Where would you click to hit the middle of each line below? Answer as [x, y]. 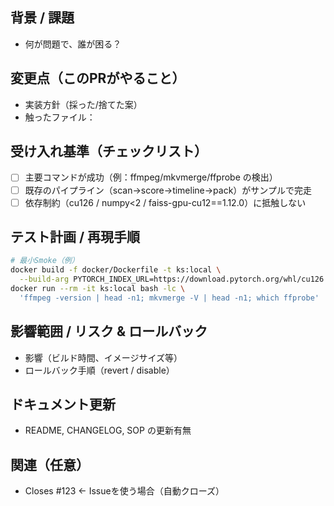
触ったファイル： [60, 117]
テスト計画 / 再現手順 [75, 237]
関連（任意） [50, 464]
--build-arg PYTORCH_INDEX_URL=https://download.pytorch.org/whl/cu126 [172, 279]
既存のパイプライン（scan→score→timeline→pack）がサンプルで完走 [168, 190]
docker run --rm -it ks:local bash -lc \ [98, 289]
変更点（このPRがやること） [98, 78]
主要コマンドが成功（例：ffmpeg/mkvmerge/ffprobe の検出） [151, 177]
